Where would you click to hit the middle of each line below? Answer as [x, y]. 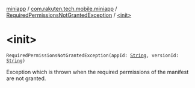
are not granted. [26, 78]
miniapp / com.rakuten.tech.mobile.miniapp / [62, 9]
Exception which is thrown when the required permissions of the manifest [97, 72]
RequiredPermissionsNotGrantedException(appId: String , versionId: [93, 55]
